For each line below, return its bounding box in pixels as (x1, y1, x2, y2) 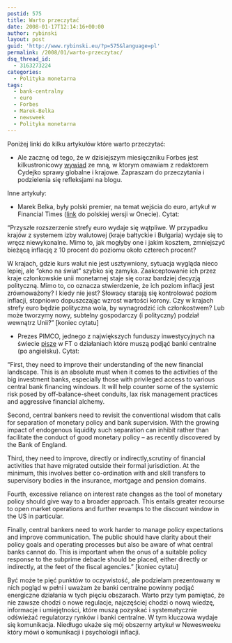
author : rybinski (7, 29, 58, 37)
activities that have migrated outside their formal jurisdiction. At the (7, 461, 200, 469)
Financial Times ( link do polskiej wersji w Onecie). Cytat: (17, 210, 180, 218)
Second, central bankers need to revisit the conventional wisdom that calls (7, 411, 222, 419)
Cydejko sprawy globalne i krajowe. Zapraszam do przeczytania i (17, 168, 205, 176)
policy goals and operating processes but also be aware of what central (7, 540, 213, 548)
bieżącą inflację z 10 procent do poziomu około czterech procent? (7, 245, 196, 254)
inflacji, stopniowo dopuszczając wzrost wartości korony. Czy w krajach (7, 296, 214, 304)
